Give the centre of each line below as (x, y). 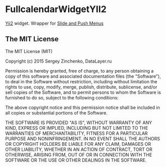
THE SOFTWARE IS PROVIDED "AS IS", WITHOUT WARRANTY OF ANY (79, 123)
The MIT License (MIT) (29, 51)
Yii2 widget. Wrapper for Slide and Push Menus (54, 23)
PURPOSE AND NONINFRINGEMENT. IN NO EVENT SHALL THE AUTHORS (83, 138)
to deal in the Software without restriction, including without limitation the (81, 81)
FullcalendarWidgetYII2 (56, 9)
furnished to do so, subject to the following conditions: (62, 97)
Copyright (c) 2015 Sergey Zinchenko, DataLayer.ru (59, 61)
